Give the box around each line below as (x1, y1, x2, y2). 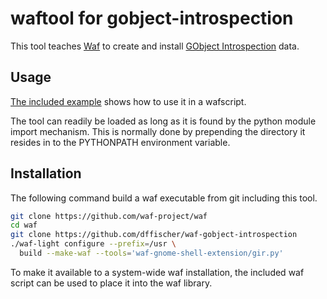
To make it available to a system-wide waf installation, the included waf (10, 266, 305, 278)
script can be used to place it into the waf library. (10, 277, 213, 289)
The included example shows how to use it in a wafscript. (10, 95, 247, 107)
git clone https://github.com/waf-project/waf (10, 211, 208, 221)
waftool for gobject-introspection (10, 7, 294, 30)
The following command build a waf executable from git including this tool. (10, 192, 318, 204)
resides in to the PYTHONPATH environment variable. (10, 136, 231, 148)
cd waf (10, 220, 38, 231)
